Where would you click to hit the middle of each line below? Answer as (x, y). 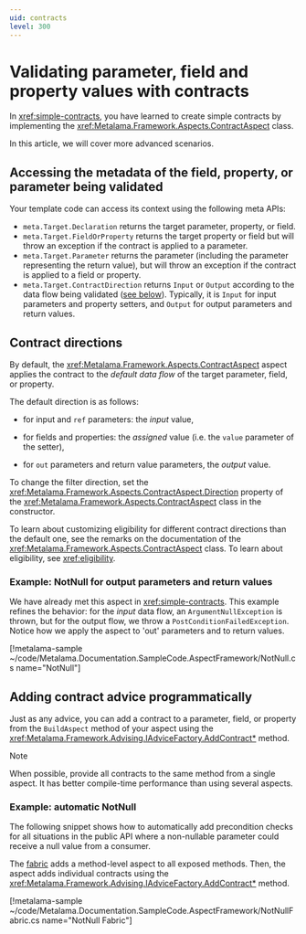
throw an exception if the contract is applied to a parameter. (135, 246)
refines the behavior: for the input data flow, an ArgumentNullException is (146, 611)
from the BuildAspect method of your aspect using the (112, 728)
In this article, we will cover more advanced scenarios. (112, 143)
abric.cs (25, 920)
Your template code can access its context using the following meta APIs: (148, 209)
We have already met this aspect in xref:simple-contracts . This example (144, 602)
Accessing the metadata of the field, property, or (152, 172)
